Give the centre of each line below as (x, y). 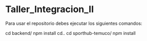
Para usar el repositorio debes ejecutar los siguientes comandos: (74, 23)
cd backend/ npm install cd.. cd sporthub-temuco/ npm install (70, 33)
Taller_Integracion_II (50, 9)
